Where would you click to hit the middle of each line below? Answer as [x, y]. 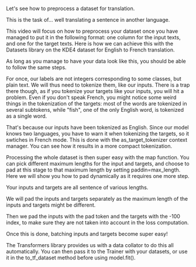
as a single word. [27, 116]
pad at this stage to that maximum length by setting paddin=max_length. [93, 170]
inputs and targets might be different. [51, 205]
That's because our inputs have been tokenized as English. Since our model [97, 127]
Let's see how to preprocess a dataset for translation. [71, 8]
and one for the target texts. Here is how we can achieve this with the [90, 44]
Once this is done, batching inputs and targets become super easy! [87, 234]
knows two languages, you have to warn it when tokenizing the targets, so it [97, 133]
